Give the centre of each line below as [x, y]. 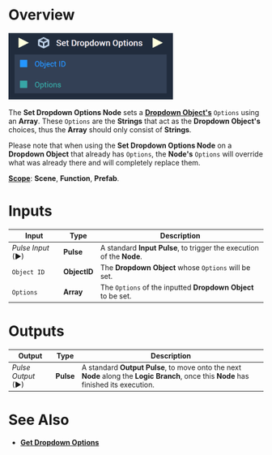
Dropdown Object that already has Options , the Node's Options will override [136, 154]
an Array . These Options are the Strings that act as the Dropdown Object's [134, 121]
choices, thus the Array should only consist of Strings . [100, 129]
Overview [42, 15]
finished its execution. [118, 385]
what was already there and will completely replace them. [104, 162]
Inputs [30, 211]
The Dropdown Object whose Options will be [175, 267]
